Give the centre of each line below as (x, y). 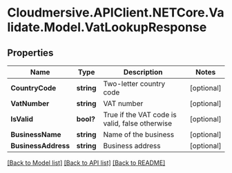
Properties (30, 53)
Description (143, 72)
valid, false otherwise (138, 123)
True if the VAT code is (140, 115)
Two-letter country (134, 84)
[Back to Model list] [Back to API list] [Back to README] (86, 163)
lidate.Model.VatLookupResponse (107, 27)
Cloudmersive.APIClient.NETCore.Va (116, 13)
